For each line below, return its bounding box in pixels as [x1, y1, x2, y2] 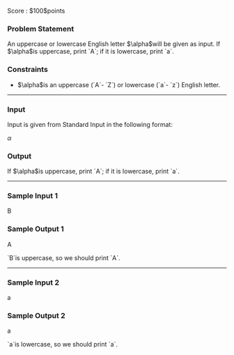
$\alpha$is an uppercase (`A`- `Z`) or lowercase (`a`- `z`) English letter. [17, 80, 221, 89]
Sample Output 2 [7, 311, 65, 320]
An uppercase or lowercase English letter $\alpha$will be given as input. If [7, 40, 221, 48]
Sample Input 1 [7, 191, 58, 201]
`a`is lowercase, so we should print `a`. [7, 340, 118, 349]
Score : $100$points [7, 7, 65, 15]
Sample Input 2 [7, 278, 59, 287]
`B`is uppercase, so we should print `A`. [7, 253, 120, 262]
